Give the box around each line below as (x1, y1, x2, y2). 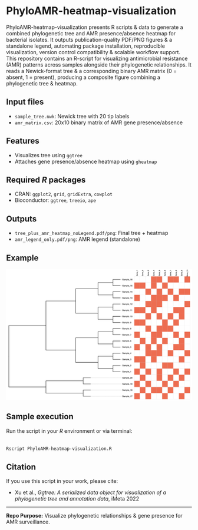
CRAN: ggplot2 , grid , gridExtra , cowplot (14, 190, 113, 198)
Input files (6, 97, 44, 107)
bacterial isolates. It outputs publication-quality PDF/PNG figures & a (6, 36, 173, 43)
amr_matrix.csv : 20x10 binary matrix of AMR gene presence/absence (14, 119, 183, 126)
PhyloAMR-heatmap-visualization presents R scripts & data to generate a (6, 24, 184, 31)
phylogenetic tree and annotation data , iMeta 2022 (14, 495, 140, 502)
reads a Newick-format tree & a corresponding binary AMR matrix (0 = (6, 67, 177, 74)
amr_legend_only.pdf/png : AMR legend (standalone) (14, 236, 140, 243)
